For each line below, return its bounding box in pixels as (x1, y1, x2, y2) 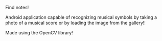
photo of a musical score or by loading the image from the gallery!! (5, 20, 146, 26)
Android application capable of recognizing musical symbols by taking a (5, 14, 157, 20)
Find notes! (5, 5, 29, 10)
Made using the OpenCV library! (5, 30, 73, 35)
